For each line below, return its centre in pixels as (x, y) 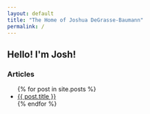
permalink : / (26, 26)
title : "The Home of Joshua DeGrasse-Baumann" (75, 20)
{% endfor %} (37, 104)
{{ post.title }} (37, 97)
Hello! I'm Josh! (41, 54)
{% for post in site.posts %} (57, 89)
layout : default (30, 13)
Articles (21, 74)
